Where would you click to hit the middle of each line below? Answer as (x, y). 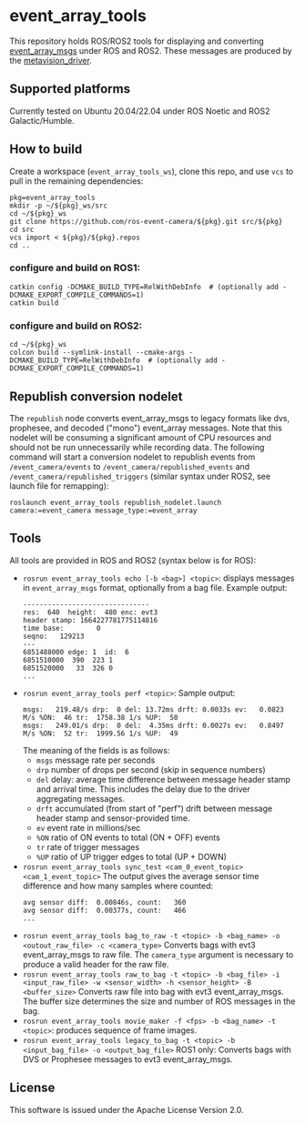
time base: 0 (61, 628)
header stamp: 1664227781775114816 (90, 620)
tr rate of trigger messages (88, 846)
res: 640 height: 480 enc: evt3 (90, 612)
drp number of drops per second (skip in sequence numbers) (151, 769)
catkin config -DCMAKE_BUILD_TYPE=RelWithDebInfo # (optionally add (144, 287)
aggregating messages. (81, 798)
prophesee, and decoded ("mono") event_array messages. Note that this (146, 428)
